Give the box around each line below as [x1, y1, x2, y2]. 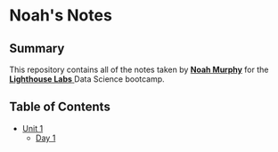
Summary [9, 41, 65, 56]
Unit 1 [21, 123, 44, 133]
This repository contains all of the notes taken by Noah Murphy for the [9, 64, 269, 75]
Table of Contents [9, 100, 111, 115]
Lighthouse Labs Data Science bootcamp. [9, 74, 165, 84]
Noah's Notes [9, 5, 113, 26]
